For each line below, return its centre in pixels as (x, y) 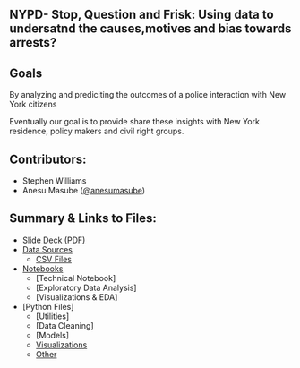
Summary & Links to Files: (83, 218)
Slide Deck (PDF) (54, 240)
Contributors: (48, 159)
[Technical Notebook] (76, 278)
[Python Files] (48, 306)
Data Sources (47, 249)
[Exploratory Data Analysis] (86, 287)
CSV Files (53, 259)
